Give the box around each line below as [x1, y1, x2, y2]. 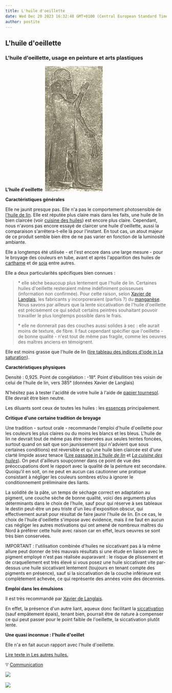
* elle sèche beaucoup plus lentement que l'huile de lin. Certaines [17, 280, 157, 286]
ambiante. [5, 239, 27, 245]
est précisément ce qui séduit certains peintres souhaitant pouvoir [17, 307, 158, 313]
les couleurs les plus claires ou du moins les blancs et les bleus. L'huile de [5, 430, 162, 436]
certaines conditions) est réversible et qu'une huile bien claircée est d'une [5, 447, 162, 453]
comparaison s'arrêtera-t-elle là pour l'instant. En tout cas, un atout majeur [5, 228, 163, 235]
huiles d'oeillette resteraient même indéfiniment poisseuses [17, 285, 144, 292]
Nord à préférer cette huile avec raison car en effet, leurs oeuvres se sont [5, 528, 160, 534]
